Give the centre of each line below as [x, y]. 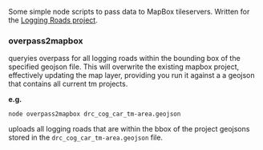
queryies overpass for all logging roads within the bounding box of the [124, 59]
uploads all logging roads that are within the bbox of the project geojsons [129, 129]
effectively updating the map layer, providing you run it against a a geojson [131, 75]
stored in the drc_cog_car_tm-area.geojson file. [85, 138]
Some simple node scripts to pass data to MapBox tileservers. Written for [129, 12]
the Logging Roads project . [53, 20]
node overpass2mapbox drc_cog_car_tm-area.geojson [95, 114]
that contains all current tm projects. [68, 84]
